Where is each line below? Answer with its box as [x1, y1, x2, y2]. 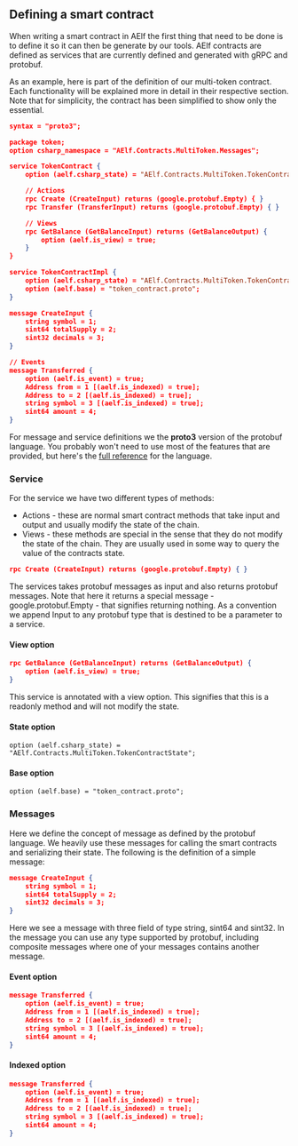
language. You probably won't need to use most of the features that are [9, 442, 271, 452]
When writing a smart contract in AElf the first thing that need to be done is [9, 30, 284, 41]
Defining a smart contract [9, 7, 154, 22]
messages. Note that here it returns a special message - [9, 591, 215, 601]
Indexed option [9, 1060, 67, 1070]
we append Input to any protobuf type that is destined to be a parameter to [9, 609, 283, 620]
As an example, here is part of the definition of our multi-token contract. [9, 76, 272, 87]
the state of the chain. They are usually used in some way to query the [21, 538, 280, 549]
